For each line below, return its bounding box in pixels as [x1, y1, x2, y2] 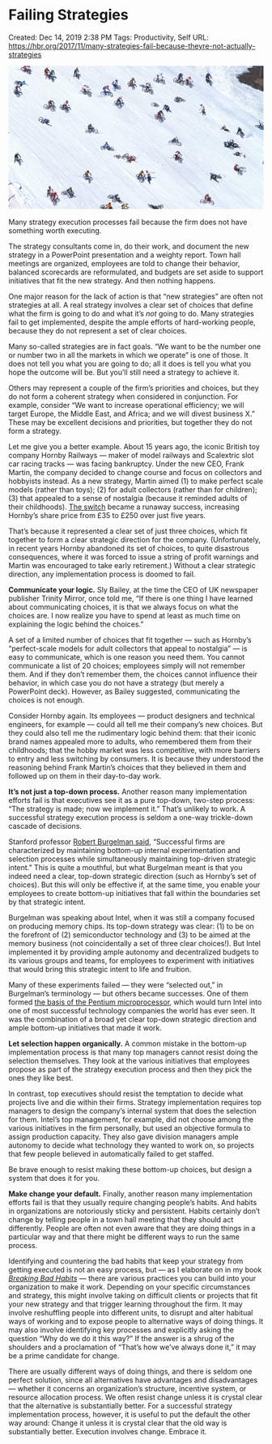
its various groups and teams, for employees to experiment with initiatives [8, 956, 255, 966]
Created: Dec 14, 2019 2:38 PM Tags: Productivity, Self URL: [8, 32, 209, 42]
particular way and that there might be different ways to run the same [8, 1232, 240, 1242]
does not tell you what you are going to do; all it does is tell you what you [8, 359, 252, 369]
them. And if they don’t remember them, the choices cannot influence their [8, 669, 257, 679]
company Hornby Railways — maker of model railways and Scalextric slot [8, 451, 254, 461]
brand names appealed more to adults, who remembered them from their [8, 737, 253, 746]
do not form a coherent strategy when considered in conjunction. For [8, 392, 239, 401]
